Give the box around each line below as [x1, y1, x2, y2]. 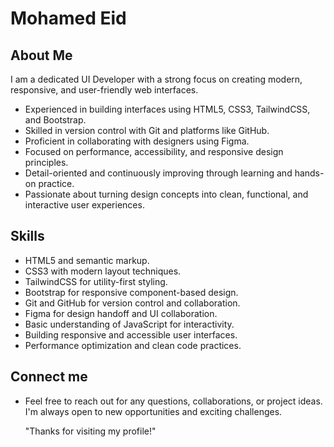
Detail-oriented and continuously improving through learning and [24, 167, 293, 179]
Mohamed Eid [10, 7, 127, 30]
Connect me [10, 368, 88, 386]
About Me [10, 47, 73, 64]
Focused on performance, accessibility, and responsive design [24, 146, 284, 157]
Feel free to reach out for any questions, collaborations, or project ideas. [24, 395, 323, 407]
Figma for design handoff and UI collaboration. [24, 307, 218, 319]
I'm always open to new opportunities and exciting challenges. [24, 405, 283, 417]
